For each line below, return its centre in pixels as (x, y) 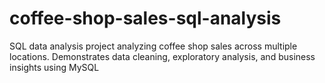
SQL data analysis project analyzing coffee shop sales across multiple (153, 46)
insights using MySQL (54, 67)
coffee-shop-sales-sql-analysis (145, 18)
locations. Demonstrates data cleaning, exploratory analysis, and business (162, 56)
